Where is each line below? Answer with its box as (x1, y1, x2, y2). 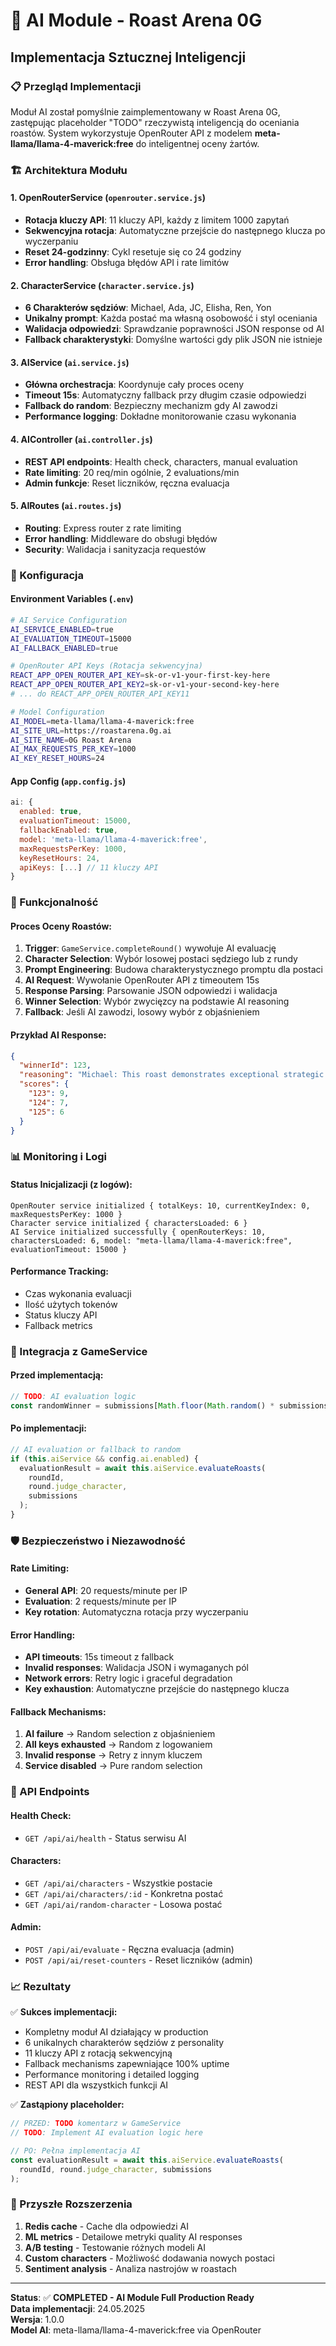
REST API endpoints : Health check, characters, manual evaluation (24, 455, 298, 468)
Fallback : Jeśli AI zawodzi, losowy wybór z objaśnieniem (24, 1006, 260, 1018)
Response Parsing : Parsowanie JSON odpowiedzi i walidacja (24, 985, 278, 997)
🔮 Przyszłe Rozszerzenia (10, 2197, 133, 2211)
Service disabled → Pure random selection (24, 1760, 203, 1772)
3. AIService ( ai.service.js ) (10, 356, 130, 368)
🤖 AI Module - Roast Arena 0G (10, 9, 263, 32)
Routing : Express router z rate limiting (24, 522, 182, 534)
